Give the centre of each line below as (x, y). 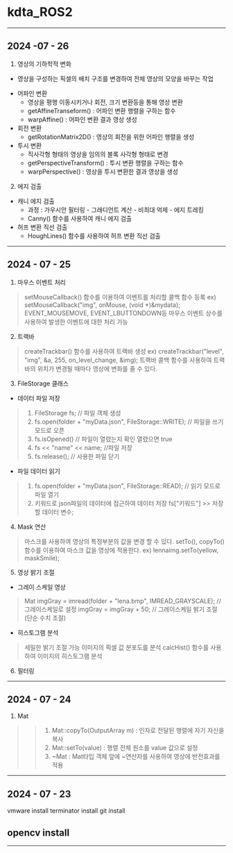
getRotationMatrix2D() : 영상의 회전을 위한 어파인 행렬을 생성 (111, 137)
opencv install (38, 833)
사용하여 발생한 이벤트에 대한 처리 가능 (76, 322)
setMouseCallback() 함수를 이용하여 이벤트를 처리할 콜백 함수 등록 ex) (120, 297)
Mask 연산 (32, 527)
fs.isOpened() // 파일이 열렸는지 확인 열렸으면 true (103, 439)
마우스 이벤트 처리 (41, 282)
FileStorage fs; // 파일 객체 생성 (78, 413)
